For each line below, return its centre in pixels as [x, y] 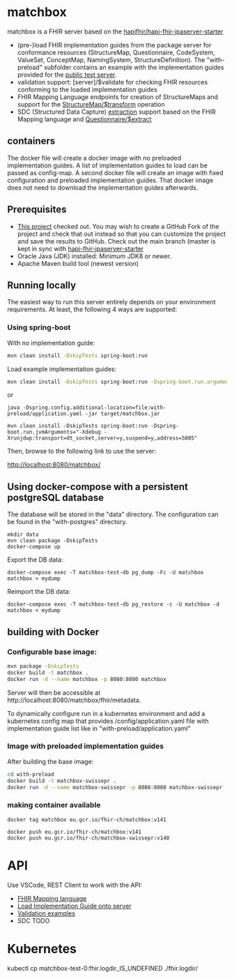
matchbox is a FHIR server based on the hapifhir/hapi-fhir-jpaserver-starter [115, 31]
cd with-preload [31, 774]
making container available [54, 805]
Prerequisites [37, 210]
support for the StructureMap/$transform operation [91, 104]
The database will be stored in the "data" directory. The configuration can [113, 514]
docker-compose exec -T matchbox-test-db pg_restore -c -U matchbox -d [113, 604]
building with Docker [53, 632]
